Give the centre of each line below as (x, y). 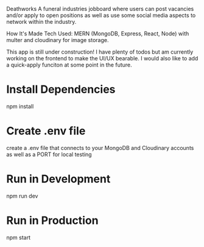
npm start (19, 237)
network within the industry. (41, 22)
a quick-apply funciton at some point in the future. (69, 65)
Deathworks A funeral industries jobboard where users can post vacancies (100, 9)
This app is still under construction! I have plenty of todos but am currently (100, 52)
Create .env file (46, 131)
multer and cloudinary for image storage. (58, 40)
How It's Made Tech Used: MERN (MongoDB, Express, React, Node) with (98, 34)
